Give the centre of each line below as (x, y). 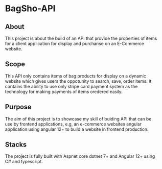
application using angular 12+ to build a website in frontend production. (77, 129)
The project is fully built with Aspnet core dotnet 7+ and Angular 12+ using (80, 156)
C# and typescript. (24, 162)
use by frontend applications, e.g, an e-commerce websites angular (73, 124)
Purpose (18, 107)
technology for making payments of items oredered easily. (64, 92)
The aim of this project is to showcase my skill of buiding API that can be (78, 119)
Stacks (16, 145)
